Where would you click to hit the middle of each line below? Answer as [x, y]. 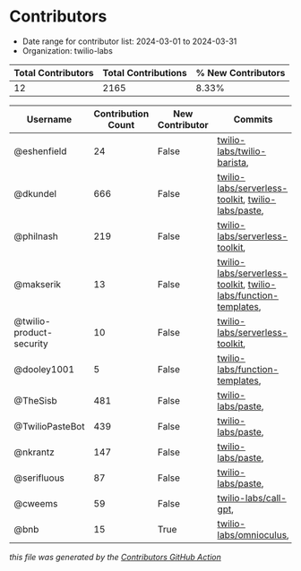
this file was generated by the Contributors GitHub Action [115, 557]
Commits [253, 119]
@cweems [36, 503]
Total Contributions [145, 72]
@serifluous [39, 478]
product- [34, 332]
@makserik [37, 284]
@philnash [36, 236]
